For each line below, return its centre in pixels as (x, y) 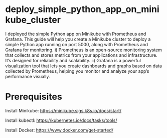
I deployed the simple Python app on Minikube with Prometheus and (76, 34)
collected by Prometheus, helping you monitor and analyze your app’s (77, 71)
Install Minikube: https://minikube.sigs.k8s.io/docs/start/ (63, 110)
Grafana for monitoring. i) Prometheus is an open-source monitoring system (83, 50)
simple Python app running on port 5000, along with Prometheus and (77, 44)
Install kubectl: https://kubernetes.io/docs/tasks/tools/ (61, 120)
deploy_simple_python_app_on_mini (82, 9)
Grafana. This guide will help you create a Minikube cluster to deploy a (78, 39)
